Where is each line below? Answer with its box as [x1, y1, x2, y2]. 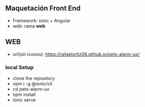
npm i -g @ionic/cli [12, 81, 52, 87]
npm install [12, 91, 36, 97]
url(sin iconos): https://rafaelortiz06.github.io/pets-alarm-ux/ [12, 51, 140, 57]
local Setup [5, 63, 34, 70]
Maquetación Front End [5, 4, 81, 13]
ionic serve [12, 96, 36, 103]
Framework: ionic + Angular [12, 17, 71, 23]
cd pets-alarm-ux [12, 86, 50, 92]
